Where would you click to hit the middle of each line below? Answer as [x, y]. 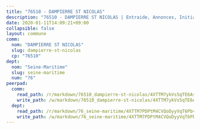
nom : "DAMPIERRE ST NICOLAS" [48, 45]
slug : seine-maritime [38, 73]
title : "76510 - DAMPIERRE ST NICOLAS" [56, 12]
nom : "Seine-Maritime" [40, 67]
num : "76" [24, 78]
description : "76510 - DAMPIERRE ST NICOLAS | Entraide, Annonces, [92, 17]
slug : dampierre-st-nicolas [46, 51]
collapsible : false [30, 28]
